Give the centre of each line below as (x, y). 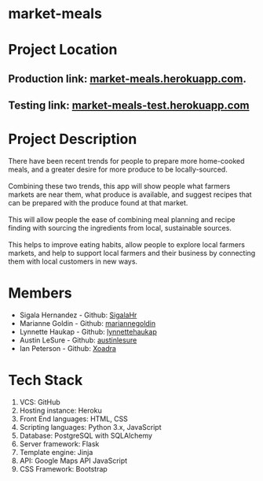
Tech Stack (46, 381)
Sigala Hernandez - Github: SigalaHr (78, 315)
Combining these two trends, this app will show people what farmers (119, 187)
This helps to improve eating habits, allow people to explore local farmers (127, 245)
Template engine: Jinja (56, 452)
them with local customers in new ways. (73, 261)
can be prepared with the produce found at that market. (98, 203)
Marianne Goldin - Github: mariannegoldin (88, 324)
